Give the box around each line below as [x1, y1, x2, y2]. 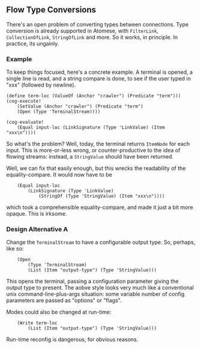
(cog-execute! [6, 99, 42, 105]
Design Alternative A [6, 225, 68, 234]
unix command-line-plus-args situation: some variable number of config [6, 291, 185, 298]
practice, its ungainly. [6, 40, 59, 47]
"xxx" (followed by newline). [6, 81, 76, 89]
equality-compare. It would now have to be [6, 171, 112, 178]
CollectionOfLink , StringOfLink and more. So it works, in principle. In [6, 33, 178, 41]
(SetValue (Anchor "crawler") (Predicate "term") [17, 103, 144, 110]
